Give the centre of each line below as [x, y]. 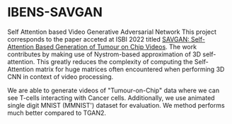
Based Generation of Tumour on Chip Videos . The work [116, 46]
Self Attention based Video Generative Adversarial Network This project [112, 32]
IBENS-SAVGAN [55, 12]
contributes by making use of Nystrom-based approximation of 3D [104, 54]
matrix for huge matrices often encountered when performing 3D [130, 69]
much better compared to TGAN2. [57, 113]
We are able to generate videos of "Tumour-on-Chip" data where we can [114, 90]
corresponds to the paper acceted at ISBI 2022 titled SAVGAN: [98, 39]
